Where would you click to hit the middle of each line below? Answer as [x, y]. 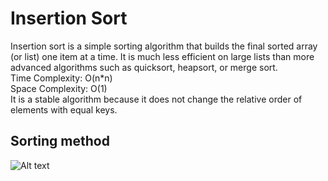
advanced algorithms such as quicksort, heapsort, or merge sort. [144, 67]
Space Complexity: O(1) [59, 88]
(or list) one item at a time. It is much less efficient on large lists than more [162, 56]
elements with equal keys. [64, 109]
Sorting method [60, 141]
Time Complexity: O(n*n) [61, 78]
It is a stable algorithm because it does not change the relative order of [156, 99]
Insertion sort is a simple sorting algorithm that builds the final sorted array [164, 46]
